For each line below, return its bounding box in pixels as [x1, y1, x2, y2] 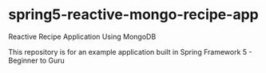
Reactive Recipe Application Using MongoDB [8, 32, 157, 41]
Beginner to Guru [8, 56, 66, 65]
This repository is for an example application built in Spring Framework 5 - [8, 47, 252, 56]
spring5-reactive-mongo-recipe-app [8, 6, 259, 24]
